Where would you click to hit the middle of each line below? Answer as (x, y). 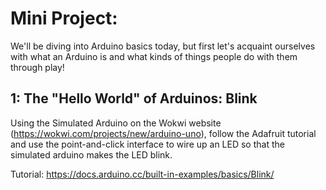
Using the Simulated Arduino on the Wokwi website (116, 123)
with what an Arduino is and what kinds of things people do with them (154, 56)
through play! (37, 67)
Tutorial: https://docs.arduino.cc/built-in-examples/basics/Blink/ (142, 174)
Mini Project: (64, 18)
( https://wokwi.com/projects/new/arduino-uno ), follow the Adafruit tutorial (163, 133)
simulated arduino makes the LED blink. (91, 154)
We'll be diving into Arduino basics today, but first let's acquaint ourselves (163, 46)
